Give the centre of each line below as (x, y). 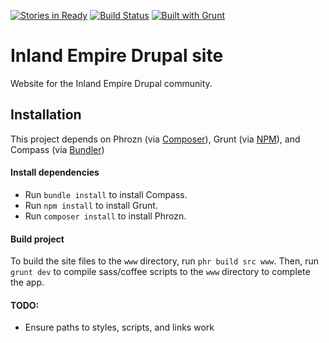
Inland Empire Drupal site (117, 56)
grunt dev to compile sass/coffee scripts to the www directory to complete (160, 272)
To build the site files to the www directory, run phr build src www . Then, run (165, 261)
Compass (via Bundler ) (57, 149)
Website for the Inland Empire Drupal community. (111, 83)
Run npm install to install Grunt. (91, 205)
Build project (37, 239)
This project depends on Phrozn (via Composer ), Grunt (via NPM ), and (155, 139)
